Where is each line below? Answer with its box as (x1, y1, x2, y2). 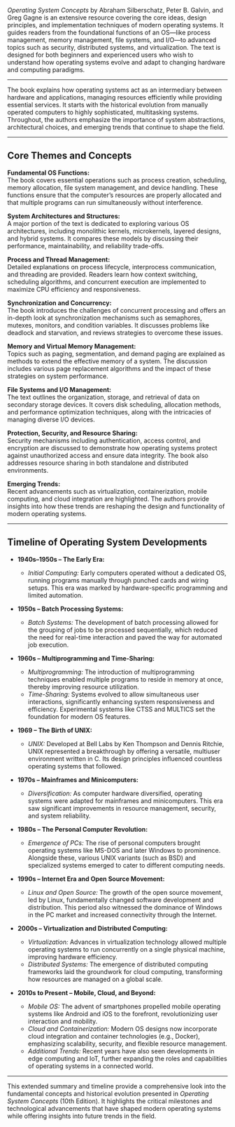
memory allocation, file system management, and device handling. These (7, 183, 218, 191)
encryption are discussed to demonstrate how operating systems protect (7, 443, 218, 452)
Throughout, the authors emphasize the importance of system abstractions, (7, 116, 226, 123)
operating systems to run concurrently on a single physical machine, (27, 945, 226, 953)
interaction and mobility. (27, 1017, 98, 1025)
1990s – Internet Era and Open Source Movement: (17, 875, 165, 883)
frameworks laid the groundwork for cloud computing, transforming (27, 967, 222, 976)
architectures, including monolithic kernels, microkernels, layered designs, (7, 227, 222, 235)
